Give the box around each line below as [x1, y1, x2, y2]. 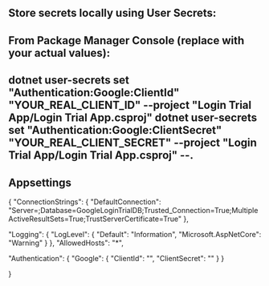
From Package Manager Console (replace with [8, 34, 245, 47]
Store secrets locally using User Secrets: [8, 6, 217, 20]
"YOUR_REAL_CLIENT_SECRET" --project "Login [8, 136, 257, 150]
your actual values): [8, 46, 111, 59]
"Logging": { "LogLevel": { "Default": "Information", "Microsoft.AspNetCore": [8, 229, 262, 239]
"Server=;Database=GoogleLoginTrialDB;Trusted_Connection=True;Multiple [8, 205, 259, 215]
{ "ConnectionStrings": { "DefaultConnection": [8, 196, 161, 207]
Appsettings [8, 175, 72, 189]
